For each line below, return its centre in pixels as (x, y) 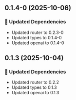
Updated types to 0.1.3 (34, 87)
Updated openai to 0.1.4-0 (38, 43)
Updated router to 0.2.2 (35, 83)
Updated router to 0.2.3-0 (38, 32)
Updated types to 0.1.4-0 (37, 37)
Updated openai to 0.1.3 (35, 93)
